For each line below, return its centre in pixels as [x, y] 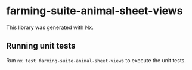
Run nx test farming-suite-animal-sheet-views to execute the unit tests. [96, 60]
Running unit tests [41, 46]
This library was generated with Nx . [50, 27]
